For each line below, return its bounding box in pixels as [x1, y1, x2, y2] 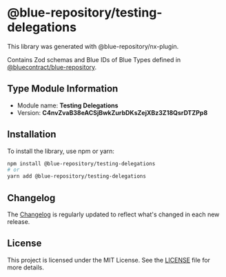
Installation [7, 129, 56, 141]
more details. [7, 263, 45, 271]
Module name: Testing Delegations [17, 101, 119, 110]
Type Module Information [7, 83, 119, 94]
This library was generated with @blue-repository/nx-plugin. [7, 42, 179, 50]
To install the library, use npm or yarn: [7, 147, 115, 155]
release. [7, 218, 30, 225]
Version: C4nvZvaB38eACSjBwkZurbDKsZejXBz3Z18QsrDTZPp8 [17, 108, 208, 116]
